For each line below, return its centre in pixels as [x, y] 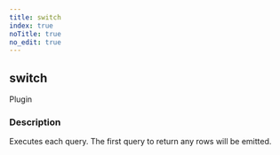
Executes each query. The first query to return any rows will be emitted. [140, 142]
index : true [31, 26]
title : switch [36, 17]
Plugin [21, 99]
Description [35, 122]
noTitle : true [36, 34]
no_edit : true [36, 42]
